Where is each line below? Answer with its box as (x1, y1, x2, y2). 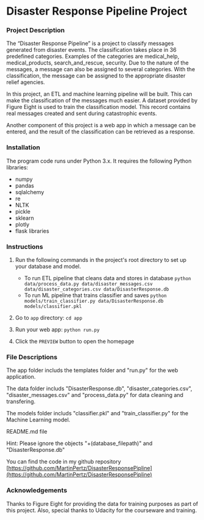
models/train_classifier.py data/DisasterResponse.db (24, 298, 164, 304)
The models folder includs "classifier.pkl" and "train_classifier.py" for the (6, 410, 189, 417)
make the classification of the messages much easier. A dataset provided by (6, 97, 198, 104)
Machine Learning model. (6, 416, 71, 424)
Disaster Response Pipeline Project (6, 4, 188, 18)
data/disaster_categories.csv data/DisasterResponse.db (24, 286, 169, 293)
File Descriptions (6, 353, 58, 361)
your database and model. (15, 263, 81, 270)
